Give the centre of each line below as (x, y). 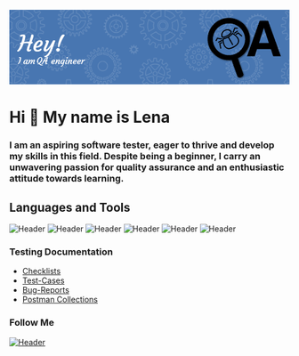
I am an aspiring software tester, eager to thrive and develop (142, 145)
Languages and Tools (70, 207)
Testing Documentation (61, 252)
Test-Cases (43, 280)
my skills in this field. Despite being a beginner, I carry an (135, 157)
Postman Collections (60, 300)
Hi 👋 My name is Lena (90, 117)
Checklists (41, 271)
